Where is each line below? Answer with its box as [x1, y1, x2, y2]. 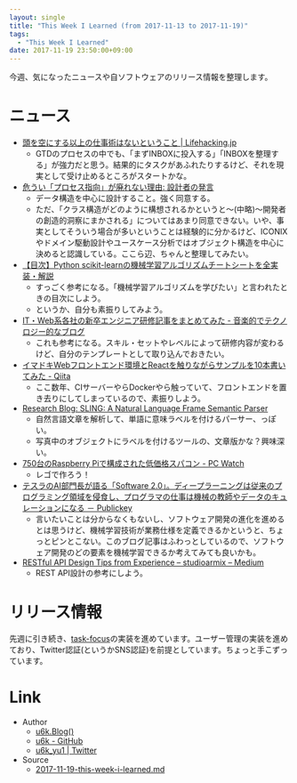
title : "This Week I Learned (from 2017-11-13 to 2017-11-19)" [9, 21, 249, 30]
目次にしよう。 [51, 293, 106, 303]
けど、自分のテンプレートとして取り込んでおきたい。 [35, 349, 229, 359]
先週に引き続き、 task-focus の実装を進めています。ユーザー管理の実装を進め [9, 634, 289, 643]
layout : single [9, 12, 66, 22]
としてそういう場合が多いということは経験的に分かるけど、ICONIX [43, 226, 288, 237]
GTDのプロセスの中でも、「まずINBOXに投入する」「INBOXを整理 [35, 149, 271, 159]
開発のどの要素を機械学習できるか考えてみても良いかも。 [51, 547, 261, 558]
